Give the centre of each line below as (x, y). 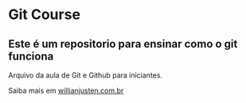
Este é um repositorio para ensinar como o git (123, 44)
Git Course (45, 15)
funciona (31, 56)
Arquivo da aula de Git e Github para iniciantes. (86, 75)
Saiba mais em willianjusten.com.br (66, 90)
